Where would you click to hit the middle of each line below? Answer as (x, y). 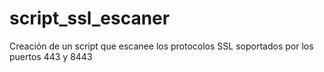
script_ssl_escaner (90, 18)
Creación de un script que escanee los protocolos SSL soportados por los (161, 46)
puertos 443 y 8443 (51, 56)
